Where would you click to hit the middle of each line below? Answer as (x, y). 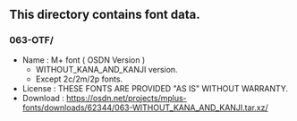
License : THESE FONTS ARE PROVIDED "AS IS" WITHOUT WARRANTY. (155, 88)
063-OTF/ (31, 40)
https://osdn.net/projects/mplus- (127, 98)
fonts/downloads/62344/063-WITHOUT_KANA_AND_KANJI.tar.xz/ (145, 108)
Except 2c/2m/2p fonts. (79, 79)
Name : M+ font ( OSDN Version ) (84, 60)
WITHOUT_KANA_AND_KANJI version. (106, 69)
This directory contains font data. (105, 15)
